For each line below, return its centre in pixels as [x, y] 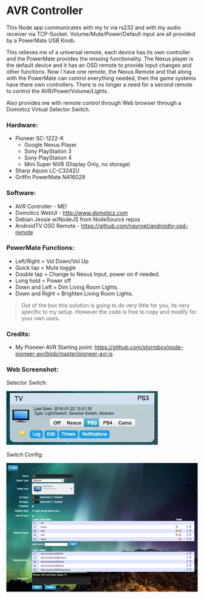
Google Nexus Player [50, 145]
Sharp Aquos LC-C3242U [47, 171]
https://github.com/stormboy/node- [139, 347]
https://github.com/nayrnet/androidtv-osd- [134, 225]
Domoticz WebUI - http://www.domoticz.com [72, 213]
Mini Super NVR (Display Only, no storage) [77, 164]
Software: [21, 193]
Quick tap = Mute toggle [46, 267]
